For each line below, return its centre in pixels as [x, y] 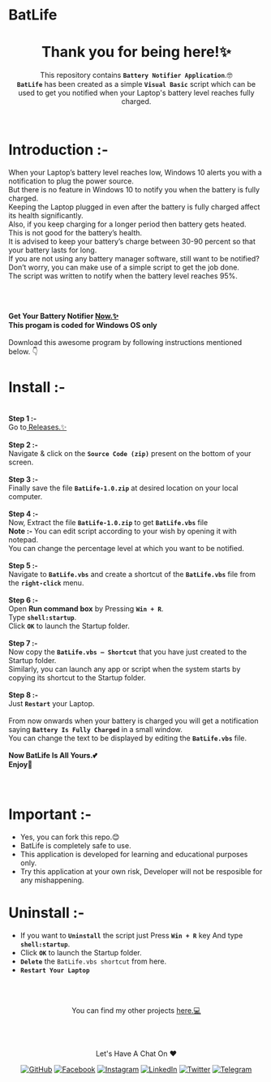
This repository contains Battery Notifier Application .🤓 [136, 75]
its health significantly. [46, 216]
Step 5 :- [23, 565]
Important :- [50, 815]
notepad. [24, 540]
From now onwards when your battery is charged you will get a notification [133, 721]
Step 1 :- [23, 418]
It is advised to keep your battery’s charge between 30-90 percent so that [132, 242]
